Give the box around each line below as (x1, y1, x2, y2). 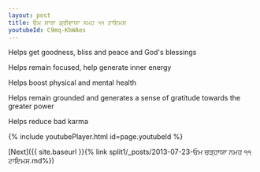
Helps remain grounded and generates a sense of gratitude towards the (8, 93, 241, 103)
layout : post (8, 11, 51, 20)
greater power (8, 101, 54, 111)
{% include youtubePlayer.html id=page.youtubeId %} (8, 132, 184, 141)
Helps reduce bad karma (8, 117, 89, 126)
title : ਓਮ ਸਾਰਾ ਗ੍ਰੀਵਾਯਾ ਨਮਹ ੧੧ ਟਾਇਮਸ (8, 19, 127, 27)
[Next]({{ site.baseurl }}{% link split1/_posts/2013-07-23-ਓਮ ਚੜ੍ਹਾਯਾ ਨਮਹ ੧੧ (8, 147, 252, 157)
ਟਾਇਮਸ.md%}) (8, 156, 55, 166)
